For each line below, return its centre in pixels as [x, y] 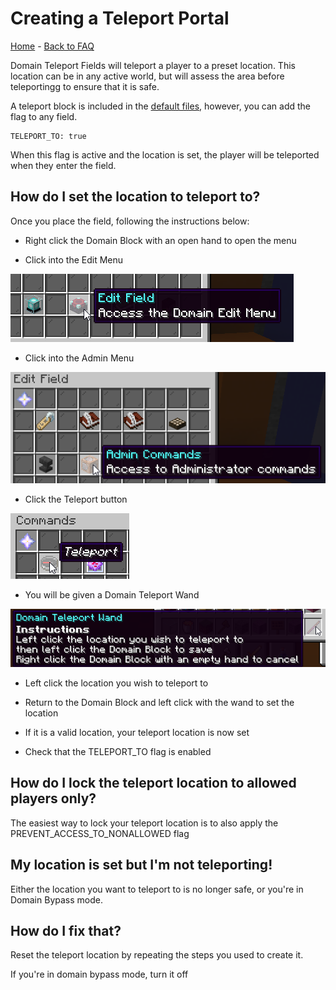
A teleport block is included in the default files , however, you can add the [161, 106]
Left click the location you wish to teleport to [116, 683]
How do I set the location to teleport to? [135, 197]
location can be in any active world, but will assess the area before [147, 76]
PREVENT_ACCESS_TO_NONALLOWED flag [100, 833]
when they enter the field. [63, 165]
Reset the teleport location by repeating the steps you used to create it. [157, 955]
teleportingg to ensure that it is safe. [85, 86]
